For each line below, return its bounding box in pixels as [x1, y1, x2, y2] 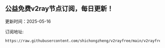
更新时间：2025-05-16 [5, 18, 51, 24]
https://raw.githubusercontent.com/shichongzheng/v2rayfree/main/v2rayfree [5, 38, 164, 43]
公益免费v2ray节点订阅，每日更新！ [5, 4, 114, 13]
